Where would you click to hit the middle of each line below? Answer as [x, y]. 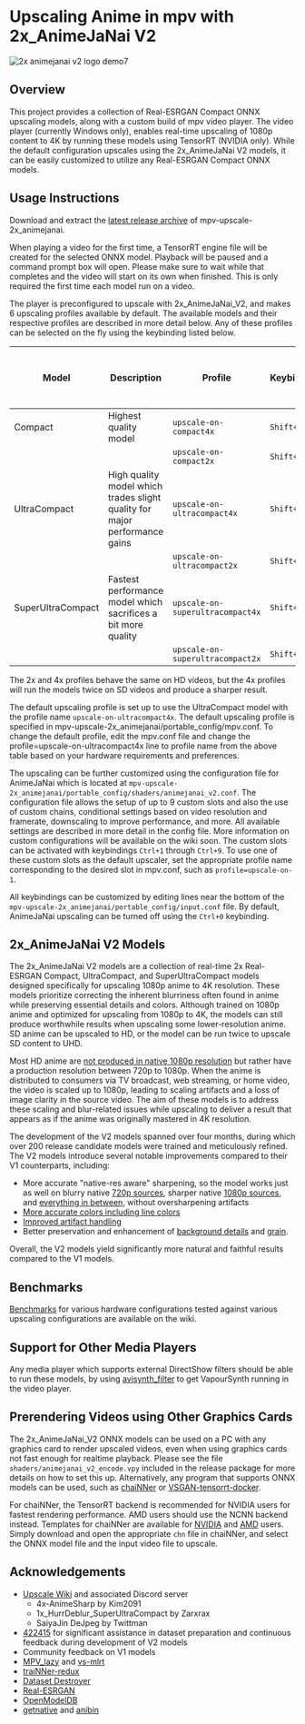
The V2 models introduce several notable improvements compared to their [149, 1156]
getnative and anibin [61, 1709]
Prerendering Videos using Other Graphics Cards [151, 1417]
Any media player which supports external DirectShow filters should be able [151, 1369]
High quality [133, 474]
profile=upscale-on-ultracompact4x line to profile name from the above [143, 746]
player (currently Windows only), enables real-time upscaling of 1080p [141, 131]
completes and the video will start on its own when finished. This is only [144, 276]
